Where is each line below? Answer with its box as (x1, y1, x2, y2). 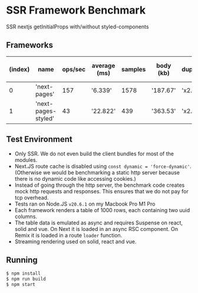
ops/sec (62, 65, 86, 73)
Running (6, 255, 38, 265)
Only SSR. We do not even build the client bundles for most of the (14, 150, 174, 157)
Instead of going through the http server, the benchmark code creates (14, 181, 185, 188)
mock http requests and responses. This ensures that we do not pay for (14, 187, 189, 195)
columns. (14, 213, 37, 220)
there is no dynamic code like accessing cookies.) (14, 175, 137, 182)
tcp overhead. (14, 194, 49, 201)
